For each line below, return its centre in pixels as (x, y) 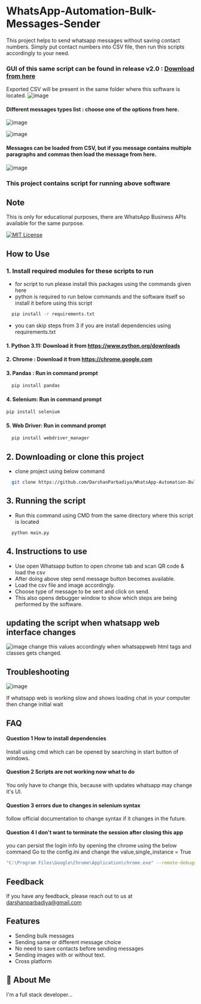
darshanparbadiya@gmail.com (44, 903)
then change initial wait (35, 704)
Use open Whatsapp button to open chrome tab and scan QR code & (99, 566)
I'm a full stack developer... (39, 994)
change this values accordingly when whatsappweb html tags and (110, 647)
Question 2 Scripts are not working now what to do (71, 772)
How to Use (28, 254)
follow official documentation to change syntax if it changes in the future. (96, 819)
